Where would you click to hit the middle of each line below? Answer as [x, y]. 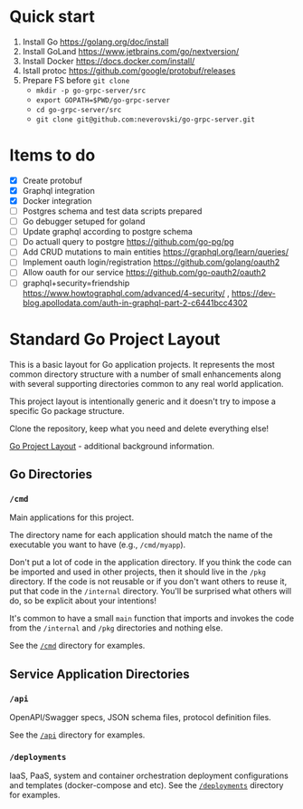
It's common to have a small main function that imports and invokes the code [152, 619]
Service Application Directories [99, 674]
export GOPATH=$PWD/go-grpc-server [103, 100]
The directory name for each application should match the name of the [141, 535]
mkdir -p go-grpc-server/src [91, 91]
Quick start [52, 17]
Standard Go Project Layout [115, 339]
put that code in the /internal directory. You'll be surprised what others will [151, 592]
